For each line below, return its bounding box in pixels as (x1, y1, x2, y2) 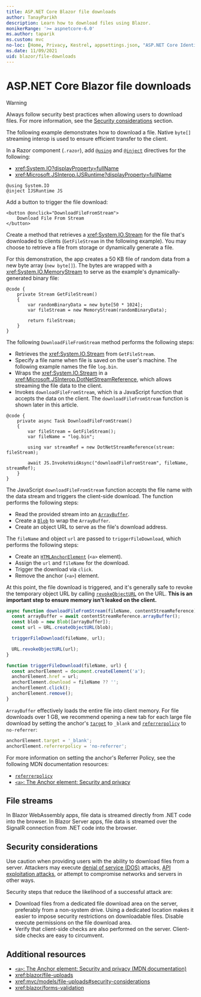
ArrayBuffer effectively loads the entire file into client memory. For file (6, 707, 179, 714)
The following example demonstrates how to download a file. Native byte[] (6, 128, 191, 135)
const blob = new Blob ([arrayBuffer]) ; (11, 619, 111, 625)
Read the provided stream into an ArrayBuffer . (14, 510, 130, 517)
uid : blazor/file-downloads (6, 53, 77, 59)
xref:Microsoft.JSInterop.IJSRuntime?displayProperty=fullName (14, 171, 172, 178)
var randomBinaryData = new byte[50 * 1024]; (28, 302, 144, 308)
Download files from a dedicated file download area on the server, (14, 900, 178, 907)
